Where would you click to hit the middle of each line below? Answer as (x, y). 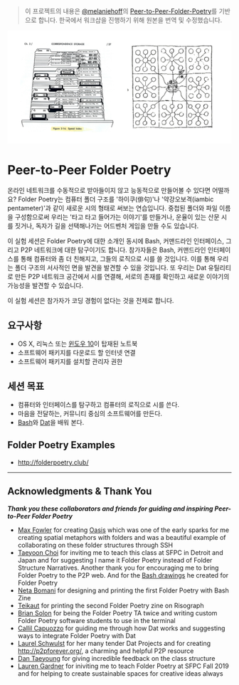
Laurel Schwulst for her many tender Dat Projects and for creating (114, 643)
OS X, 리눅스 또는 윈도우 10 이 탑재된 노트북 (78, 344)
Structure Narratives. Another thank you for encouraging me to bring (118, 568)
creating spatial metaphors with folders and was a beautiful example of (122, 537)
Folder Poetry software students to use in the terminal (96, 620)
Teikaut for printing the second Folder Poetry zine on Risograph (111, 605)
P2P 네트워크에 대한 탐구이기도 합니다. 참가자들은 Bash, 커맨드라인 (113, 250)
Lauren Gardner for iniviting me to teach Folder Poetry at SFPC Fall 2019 (123, 666)
